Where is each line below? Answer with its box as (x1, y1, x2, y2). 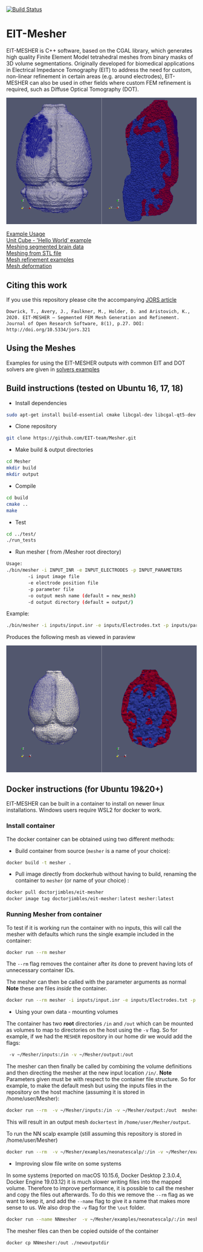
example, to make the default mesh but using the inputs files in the (6, 1082, 172, 1090)
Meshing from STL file (6, 250, 62, 257)
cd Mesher (6, 459, 31, 465)
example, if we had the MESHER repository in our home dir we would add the (6, 1033, 192, 1040)
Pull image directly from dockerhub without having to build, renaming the (14, 870, 197, 878)
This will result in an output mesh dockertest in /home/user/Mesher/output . (6, 1118, 191, 1126)
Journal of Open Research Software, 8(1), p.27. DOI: (6, 320, 145, 326)
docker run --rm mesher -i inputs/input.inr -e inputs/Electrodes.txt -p (6, 997, 196, 1004)
